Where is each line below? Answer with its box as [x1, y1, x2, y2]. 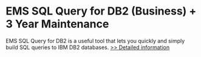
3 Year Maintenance [5, 17, 109, 31]
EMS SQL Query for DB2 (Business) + [5, 4, 197, 18]
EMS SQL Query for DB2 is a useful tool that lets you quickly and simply [5, 37, 185, 44]
